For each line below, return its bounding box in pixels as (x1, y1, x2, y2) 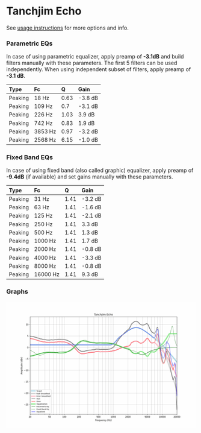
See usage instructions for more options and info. (6, 24, 129, 31)
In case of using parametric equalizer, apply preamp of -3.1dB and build (6, 53, 184, 60)
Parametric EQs (6, 39, 53, 48)
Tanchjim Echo (6, 4, 82, 18)
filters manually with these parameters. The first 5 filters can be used (6, 59, 178, 67)
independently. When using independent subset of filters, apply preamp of (6, 66, 191, 73)
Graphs (6, 288, 28, 296)
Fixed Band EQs (6, 153, 53, 161)
